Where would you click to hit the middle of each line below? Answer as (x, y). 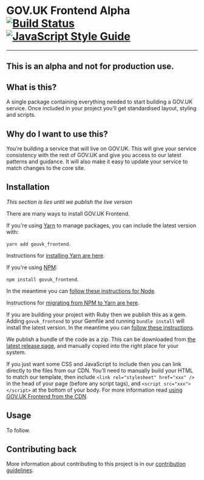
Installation (28, 187)
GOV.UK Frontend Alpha (68, 11)
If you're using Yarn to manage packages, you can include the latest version (101, 225)
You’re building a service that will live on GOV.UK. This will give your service (101, 148)
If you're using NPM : (32, 267)
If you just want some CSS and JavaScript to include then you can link (94, 364)
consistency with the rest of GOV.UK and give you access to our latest (94, 155)
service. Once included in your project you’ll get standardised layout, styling (101, 108)
